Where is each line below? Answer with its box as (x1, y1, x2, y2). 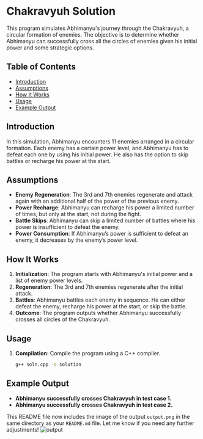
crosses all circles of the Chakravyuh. (15, 316, 111, 323)
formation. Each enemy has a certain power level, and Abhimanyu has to (6, 144, 189, 151)
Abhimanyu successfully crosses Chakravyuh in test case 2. (15, 401, 173, 408)
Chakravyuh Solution (6, 4, 116, 18)
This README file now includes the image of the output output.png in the (6, 413, 190, 420)
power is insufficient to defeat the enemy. (15, 223, 120, 231)
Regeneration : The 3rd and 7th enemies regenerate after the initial (15, 283, 183, 291)
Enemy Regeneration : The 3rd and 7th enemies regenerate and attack (15, 191, 193, 198)
